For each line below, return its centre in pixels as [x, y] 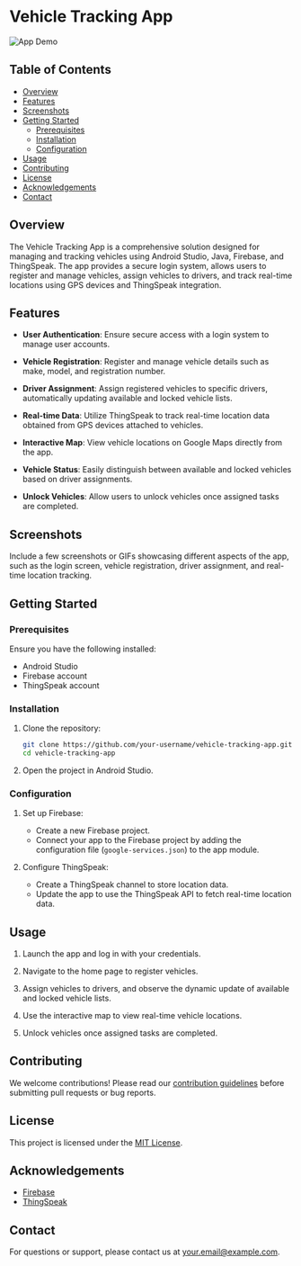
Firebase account [55, 676]
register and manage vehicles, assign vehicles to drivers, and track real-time [151, 275]
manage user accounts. [66, 345]
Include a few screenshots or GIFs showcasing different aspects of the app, [149, 556]
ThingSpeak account [61, 685]
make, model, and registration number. [94, 372]
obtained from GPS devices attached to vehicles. [113, 426]
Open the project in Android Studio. [88, 770]
